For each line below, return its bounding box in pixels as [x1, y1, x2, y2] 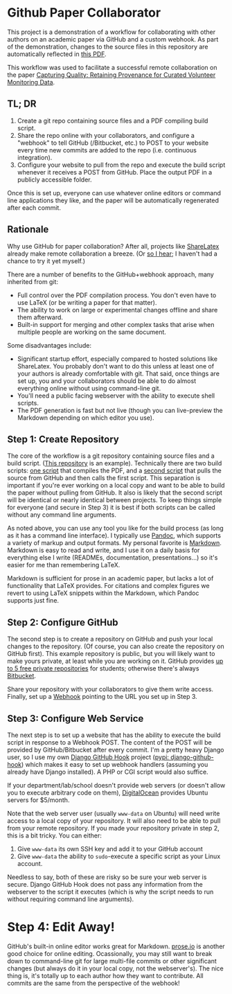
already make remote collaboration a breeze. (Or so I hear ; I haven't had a [7, 249, 218, 258]
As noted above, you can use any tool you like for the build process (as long [7, 524, 224, 533]
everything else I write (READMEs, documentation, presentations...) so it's [7, 553, 218, 562]
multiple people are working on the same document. [17, 328, 166, 336]
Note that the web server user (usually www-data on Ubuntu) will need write [7, 809, 220, 817]
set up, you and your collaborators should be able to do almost [17, 376, 196, 385]
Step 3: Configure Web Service [7, 712, 144, 725]
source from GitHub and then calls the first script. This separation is [7, 474, 201, 482]
